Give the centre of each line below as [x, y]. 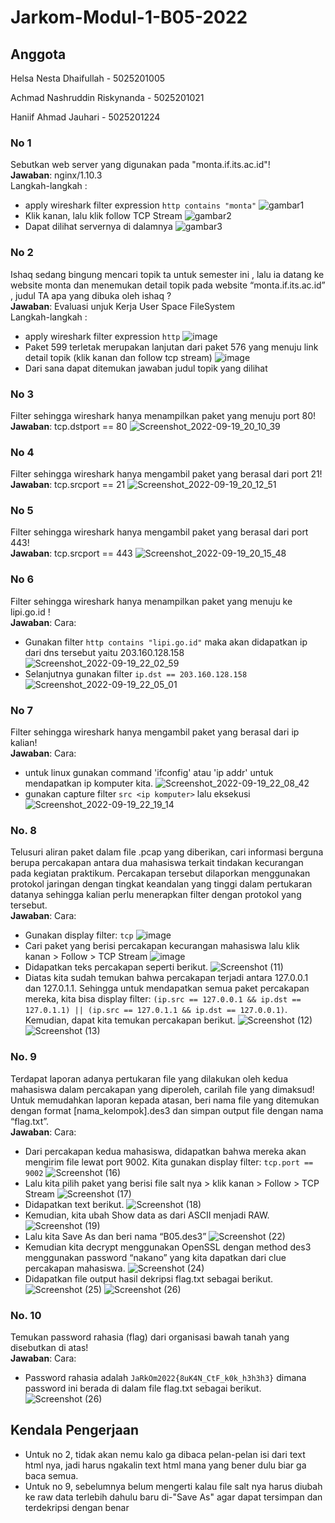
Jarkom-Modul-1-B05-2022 [129, 17]
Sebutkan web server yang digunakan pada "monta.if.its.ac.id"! [140, 165]
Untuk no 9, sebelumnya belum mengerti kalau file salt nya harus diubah [173, 1486]
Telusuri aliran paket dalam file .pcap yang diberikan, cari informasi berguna [167, 852]
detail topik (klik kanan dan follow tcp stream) [118, 357]
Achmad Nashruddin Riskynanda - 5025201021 [107, 97]
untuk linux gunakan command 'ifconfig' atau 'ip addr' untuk [149, 773]
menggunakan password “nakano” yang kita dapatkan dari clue [155, 1257]
